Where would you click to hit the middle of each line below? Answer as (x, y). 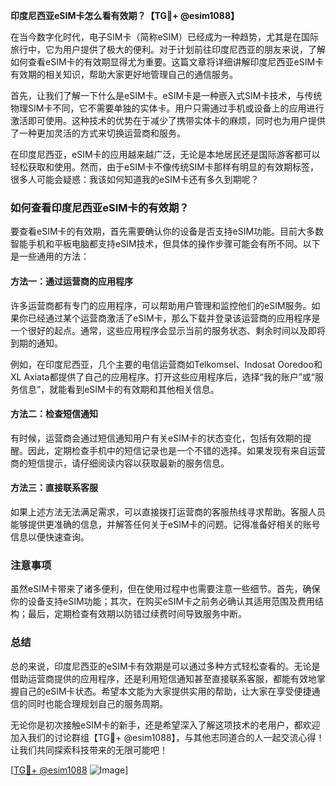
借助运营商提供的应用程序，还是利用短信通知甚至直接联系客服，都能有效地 (163, 678)
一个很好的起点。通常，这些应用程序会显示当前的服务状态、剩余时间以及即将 (168, 330)
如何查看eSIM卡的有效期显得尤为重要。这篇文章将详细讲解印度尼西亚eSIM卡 (167, 62)
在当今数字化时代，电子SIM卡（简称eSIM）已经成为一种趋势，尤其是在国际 (164, 37)
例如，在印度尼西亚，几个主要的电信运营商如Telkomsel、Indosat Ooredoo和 (166, 364)
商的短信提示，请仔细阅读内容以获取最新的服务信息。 (120, 463)
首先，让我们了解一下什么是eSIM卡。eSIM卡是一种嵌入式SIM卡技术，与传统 (166, 95)
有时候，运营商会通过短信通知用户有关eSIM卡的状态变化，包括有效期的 (156, 438)
